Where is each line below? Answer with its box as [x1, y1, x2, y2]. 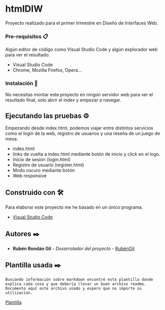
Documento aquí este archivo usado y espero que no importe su [5, 286, 142, 291]
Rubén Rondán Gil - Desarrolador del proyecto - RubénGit [12, 245, 135, 251]
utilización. [5, 290, 33, 295]
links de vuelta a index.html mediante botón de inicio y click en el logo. [12, 151, 161, 157]
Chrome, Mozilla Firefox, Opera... [12, 67, 82, 73]
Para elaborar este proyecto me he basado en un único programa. [5, 204, 143, 210]
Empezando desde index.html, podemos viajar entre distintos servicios [5, 125, 153, 131]
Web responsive [12, 173, 47, 179]
